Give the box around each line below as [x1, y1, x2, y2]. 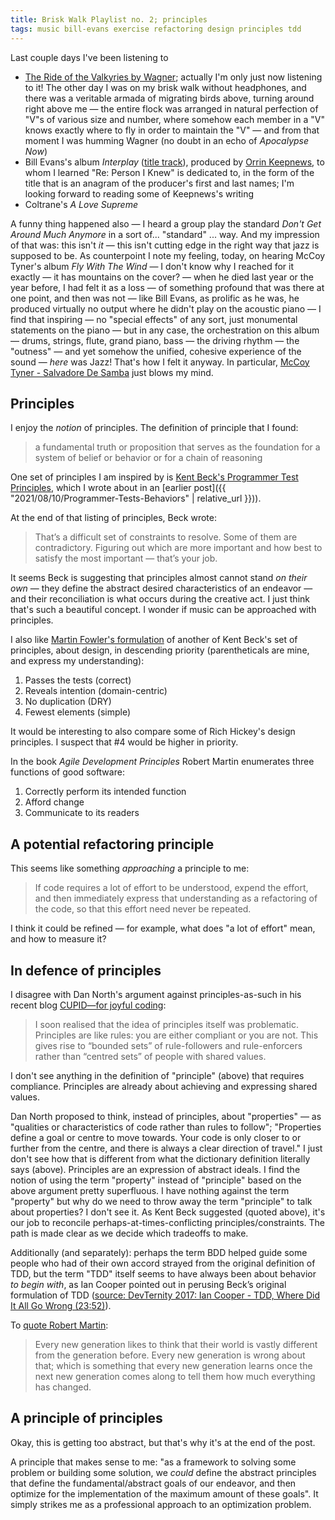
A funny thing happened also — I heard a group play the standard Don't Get [10, 217, 322, 230]
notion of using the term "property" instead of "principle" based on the [10, 1174, 302, 1186]
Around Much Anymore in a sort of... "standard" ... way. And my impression [10, 228, 320, 240]
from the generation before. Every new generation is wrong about [34, 1349, 306, 1361]
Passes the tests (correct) [24, 674, 132, 686]
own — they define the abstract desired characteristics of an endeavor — [10, 582, 313, 595]
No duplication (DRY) [24, 696, 112, 708]
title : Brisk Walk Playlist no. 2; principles [10, 14, 208, 25]
